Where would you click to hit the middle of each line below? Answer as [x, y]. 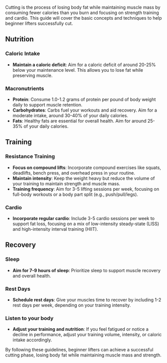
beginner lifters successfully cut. [39, 23]
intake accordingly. [32, 340]
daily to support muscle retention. [48, 105]
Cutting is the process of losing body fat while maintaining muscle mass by [83, 7]
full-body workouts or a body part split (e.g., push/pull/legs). [75, 194]
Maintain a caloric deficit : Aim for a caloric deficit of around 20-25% [84, 65]
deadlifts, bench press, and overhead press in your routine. [74, 173]
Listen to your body [29, 318]
